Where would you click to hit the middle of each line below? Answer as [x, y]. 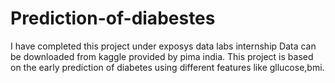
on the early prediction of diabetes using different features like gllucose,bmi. [167, 67]
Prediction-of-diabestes [113, 18]
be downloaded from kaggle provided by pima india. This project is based [162, 56]
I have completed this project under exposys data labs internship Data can [163, 46]
